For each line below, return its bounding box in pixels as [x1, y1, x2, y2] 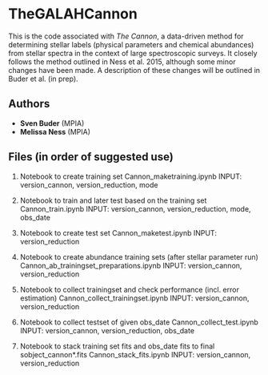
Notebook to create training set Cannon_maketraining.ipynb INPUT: [19, 171, 242, 181]
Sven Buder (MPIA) [19, 118, 85, 128]
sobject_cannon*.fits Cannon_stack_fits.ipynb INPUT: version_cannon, [19, 349, 251, 359]
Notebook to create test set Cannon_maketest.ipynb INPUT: [19, 228, 218, 237]
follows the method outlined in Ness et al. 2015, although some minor [8, 57, 236, 67]
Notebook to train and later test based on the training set [19, 196, 207, 205]
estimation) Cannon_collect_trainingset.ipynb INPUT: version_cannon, [19, 293, 250, 303]
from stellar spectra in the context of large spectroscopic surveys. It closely [8, 48, 258, 58]
